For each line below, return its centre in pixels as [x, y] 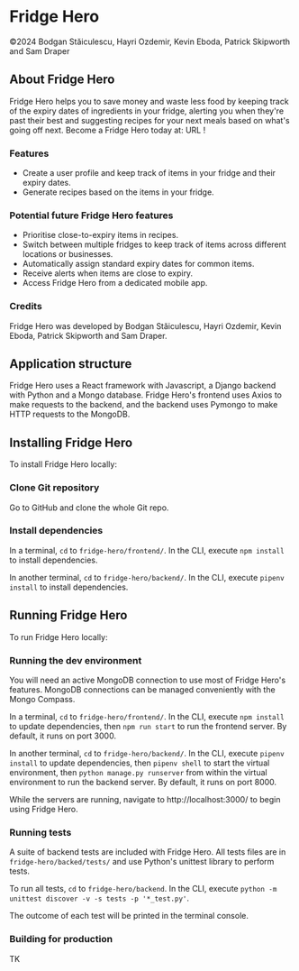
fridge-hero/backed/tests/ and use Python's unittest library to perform [142, 862]
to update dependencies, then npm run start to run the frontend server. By [148, 726]
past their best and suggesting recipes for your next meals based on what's [149, 120]
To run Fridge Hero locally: [59, 637]
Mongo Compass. [42, 699]
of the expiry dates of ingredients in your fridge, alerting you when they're [147, 111]
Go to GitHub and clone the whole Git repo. [89, 508]
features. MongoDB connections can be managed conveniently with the [143, 689]
